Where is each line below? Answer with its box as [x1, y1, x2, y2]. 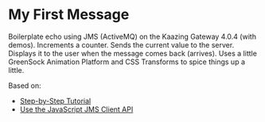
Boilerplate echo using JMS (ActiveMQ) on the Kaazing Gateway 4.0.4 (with [8, 32, 257, 41]
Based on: [8, 81, 41, 90]
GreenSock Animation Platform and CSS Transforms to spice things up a [8, 57, 245, 67]
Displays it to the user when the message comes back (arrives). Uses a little [8, 48, 257, 58]
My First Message [8, 6, 130, 24]
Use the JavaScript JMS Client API [19, 105, 134, 114]
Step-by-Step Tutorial [19, 96, 92, 105]
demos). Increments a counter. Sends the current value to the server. [8, 40, 235, 49]
